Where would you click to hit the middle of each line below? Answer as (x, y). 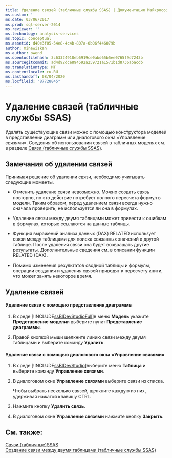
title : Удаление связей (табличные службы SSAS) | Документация (75, 10)
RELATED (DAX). (30, 255)
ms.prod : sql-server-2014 (33, 24)
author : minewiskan (26, 48)
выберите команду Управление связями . (59, 371)
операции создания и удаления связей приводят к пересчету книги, (88, 270)
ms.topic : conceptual (28, 39)
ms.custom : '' (20, 15)
